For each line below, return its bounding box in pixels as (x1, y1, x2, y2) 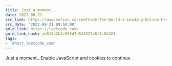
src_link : (5, 17, 27, 22)
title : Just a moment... (5, 7, 58, 13)
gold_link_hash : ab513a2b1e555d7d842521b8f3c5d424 (5, 31, 116, 36)
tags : (5, 36, 17, 41)
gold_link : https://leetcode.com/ (5, 27, 79, 32)
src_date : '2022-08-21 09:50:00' (5, 21, 77, 27)
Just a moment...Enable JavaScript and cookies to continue (5, 55, 131, 61)
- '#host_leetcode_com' (5, 41, 56, 46)
